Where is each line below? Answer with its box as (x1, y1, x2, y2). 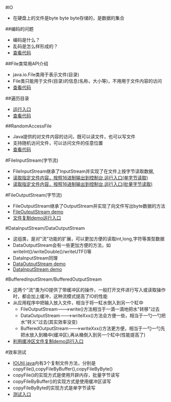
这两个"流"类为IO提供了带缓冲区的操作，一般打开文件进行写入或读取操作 (12, 287, 166, 293)
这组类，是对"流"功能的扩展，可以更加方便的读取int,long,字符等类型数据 (12, 236, 165, 242)
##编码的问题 (5, 26, 34, 32)
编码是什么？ (12, 37, 40, 43)
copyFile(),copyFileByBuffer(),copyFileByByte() (12, 366, 113, 372)
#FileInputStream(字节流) (5, 157, 59, 163)
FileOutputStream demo (12, 209, 64, 215)
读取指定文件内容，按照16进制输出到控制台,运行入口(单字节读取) (12, 175, 148, 180)
